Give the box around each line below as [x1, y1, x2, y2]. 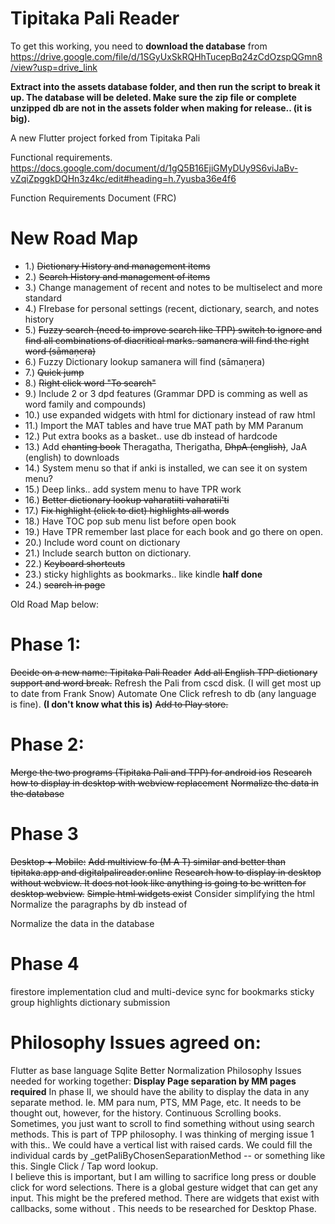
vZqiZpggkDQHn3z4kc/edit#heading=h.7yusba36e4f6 [10, 172, 237, 184]
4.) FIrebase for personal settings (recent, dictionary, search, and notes [24, 302, 320, 314]
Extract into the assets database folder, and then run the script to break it [10, 80, 321, 92]
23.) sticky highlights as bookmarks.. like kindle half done [24, 568, 263, 580]
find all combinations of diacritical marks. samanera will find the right [24, 334, 310, 346]
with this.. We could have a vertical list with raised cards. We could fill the [10, 1138, 313, 1151]
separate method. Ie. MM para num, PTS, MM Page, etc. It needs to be [10, 1096, 302, 1108]
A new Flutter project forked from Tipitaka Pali [10, 132, 201, 144]
